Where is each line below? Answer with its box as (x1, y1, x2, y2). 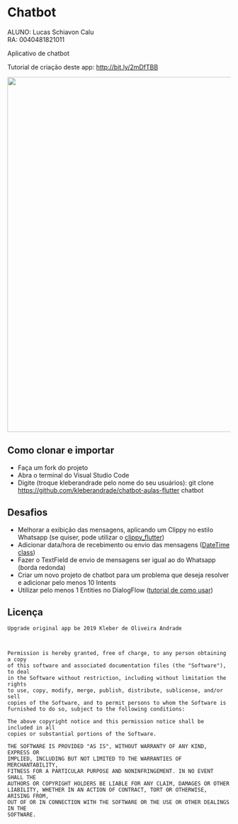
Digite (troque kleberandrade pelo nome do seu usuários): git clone (17, 478, 214, 487)
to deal (7, 669, 30, 676)
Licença (7, 606, 44, 618)
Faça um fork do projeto (17, 463, 89, 472)
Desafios (7, 507, 48, 519)
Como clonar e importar (7, 444, 115, 456)
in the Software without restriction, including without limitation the (7, 675, 227, 682)
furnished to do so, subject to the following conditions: (7, 705, 186, 713)
